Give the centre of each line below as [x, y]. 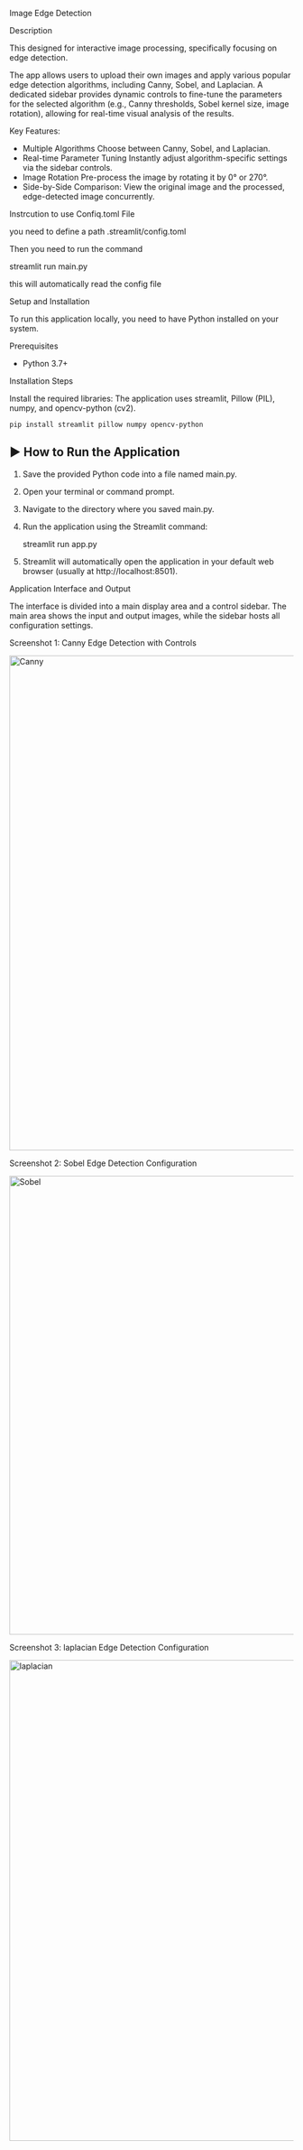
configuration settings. [51, 625]
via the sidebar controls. [67, 168]
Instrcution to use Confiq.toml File [72, 214]
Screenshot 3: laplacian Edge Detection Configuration [109, 1647]
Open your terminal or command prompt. [98, 491]
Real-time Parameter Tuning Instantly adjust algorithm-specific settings [155, 158]
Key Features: [35, 131]
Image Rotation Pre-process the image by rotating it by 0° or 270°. [145, 177]
